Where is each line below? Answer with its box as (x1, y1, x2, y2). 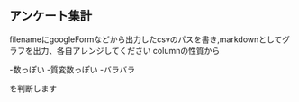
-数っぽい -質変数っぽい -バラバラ (9, 64, 136, 74)
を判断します (9, 83, 57, 94)
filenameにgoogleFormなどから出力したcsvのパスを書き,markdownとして (9, 34, 283, 45)
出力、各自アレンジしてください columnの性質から (32, 45, 221, 55)
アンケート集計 (9, 8, 93, 24)
